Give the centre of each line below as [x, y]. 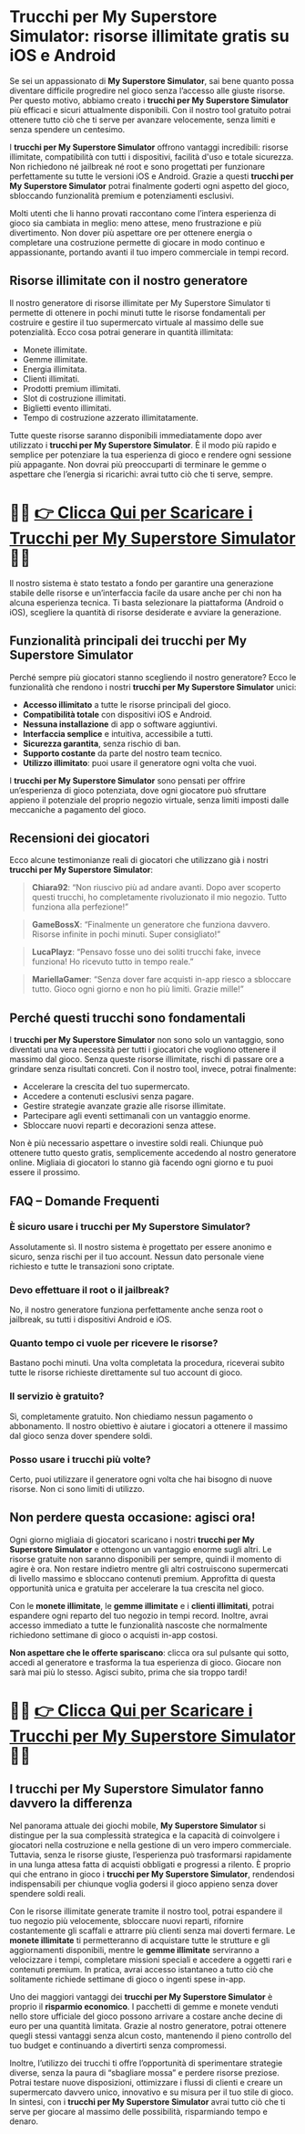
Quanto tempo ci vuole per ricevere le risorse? [114, 1343]
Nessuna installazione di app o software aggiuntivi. [120, 724]
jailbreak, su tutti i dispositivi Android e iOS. [91, 1319]
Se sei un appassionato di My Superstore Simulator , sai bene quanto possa [152, 80]
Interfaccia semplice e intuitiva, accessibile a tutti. [118, 733]
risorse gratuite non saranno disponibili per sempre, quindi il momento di [146, 1559]
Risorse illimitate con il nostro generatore [129, 281]
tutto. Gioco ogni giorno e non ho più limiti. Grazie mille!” [137, 989]
